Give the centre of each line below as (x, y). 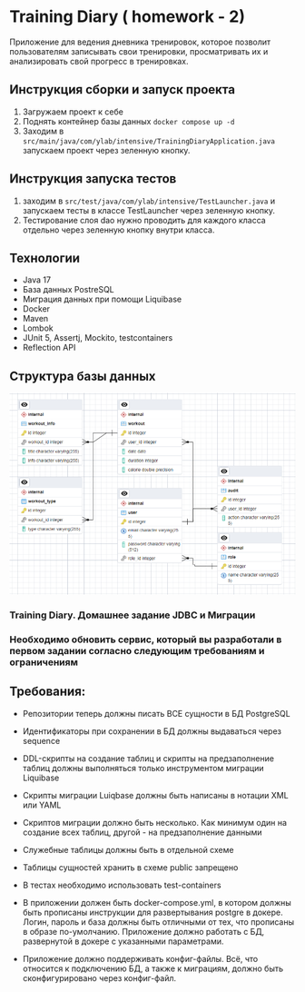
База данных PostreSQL (69, 290)
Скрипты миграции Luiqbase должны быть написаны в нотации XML (155, 795)
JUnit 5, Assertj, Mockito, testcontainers (98, 338)
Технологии (44, 258)
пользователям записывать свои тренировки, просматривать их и (139, 51)
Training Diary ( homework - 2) (127, 17)
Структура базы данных (83, 376)
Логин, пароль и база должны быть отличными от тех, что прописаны (158, 922)
